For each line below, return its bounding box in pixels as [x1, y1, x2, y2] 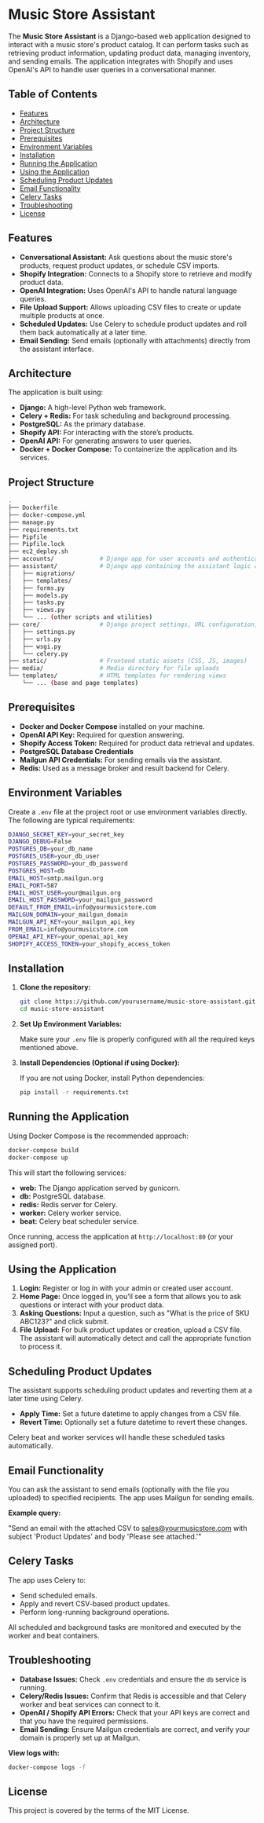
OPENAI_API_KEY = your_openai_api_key [8, 932, 128, 940]
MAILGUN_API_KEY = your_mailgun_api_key [8, 918, 135, 926]
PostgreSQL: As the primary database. [19, 419, 146, 429]
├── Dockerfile [8, 504, 58, 512]
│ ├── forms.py [8, 584, 65, 592]
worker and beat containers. [8, 1631, 100, 1640]
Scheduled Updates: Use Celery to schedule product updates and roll [19, 319, 247, 328]
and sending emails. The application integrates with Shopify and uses [8, 57, 233, 66]
